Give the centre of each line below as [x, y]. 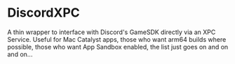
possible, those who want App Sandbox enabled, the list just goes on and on [118, 47]
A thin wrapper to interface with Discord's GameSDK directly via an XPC [112, 32]
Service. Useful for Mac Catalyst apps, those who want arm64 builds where [117, 39]
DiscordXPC [44, 13]
